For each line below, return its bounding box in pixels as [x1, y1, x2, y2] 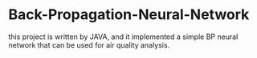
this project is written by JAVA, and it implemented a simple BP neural [8, 32, 239, 41]
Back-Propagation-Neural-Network [8, 6, 250, 24]
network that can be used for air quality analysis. [8, 40, 170, 49]
